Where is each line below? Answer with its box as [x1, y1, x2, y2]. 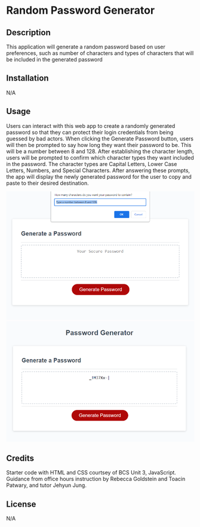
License [6, 499, 36, 509]
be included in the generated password [6, 56, 103, 63]
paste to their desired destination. [6, 179, 90, 186]
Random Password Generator [6, 4, 155, 17]
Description [6, 27, 51, 38]
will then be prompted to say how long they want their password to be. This [6, 141, 192, 148]
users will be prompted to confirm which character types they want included [6, 154, 194, 161]
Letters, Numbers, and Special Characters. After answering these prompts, [6, 167, 190, 174]
